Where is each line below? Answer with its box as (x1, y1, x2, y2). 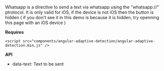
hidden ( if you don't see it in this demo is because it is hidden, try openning (5, 15, 159, 20)
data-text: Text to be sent (12, 61, 64, 67)
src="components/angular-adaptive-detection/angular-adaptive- (23, 39, 155, 44)
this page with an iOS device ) (5, 20, 66, 25)
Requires (5, 29, 24, 35)
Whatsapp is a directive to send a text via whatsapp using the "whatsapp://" (5, 4, 159, 10)
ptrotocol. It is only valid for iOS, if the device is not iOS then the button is (5, 9, 154, 15)
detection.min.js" (5, 43, 43, 48)
